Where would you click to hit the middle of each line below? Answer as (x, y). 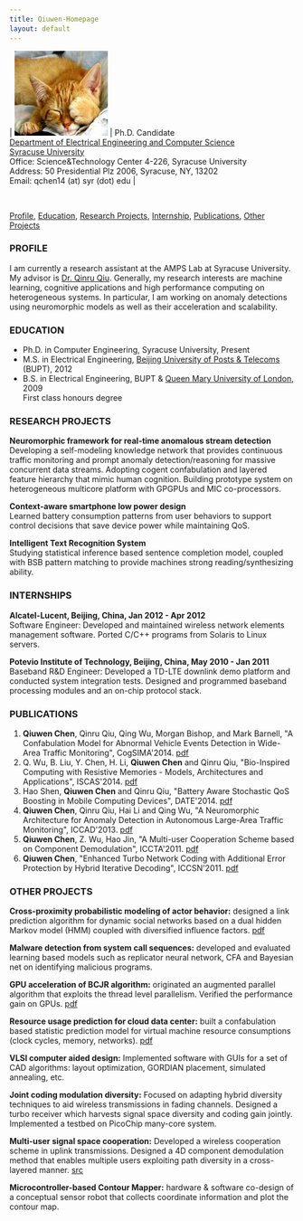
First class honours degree (72, 398)
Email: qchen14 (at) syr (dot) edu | (72, 180)
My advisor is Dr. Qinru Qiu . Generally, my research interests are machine (146, 278)
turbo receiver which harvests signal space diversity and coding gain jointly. (151, 1114)
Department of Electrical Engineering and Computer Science (122, 142)
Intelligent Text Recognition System (78, 544)
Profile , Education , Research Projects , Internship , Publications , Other (137, 215)
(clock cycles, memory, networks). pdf (81, 1041)
